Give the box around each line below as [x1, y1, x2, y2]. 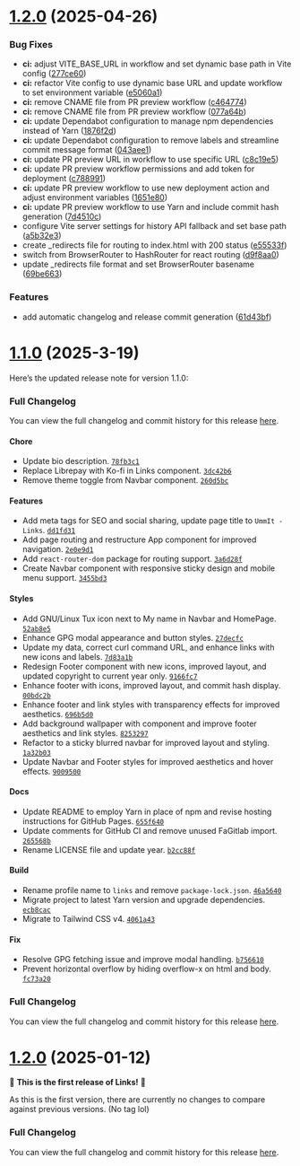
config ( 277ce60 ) [21, 68, 87, 79]
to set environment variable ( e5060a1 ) [21, 87, 163, 98]
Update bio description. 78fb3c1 [21, 456, 141, 467]
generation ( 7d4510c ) [21, 211, 102, 222]
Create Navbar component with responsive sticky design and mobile [21, 563, 276, 574]
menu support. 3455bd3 [21, 573, 107, 583]
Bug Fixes [9, 39, 54, 51]
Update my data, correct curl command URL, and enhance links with [21, 642, 275, 653]
